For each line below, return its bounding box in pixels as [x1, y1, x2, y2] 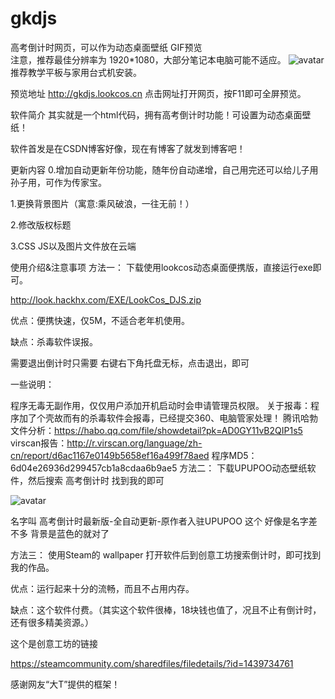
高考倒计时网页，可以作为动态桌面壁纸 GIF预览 [10, 41, 203, 53]
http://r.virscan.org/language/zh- [66, 437, 203, 449]
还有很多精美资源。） [10, 616, 94, 628]
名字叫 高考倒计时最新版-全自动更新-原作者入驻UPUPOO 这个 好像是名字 [10, 515, 309, 527]
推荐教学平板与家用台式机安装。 [10, 66, 142, 78]
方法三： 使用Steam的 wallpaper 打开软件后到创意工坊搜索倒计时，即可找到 [10, 548, 322, 561]
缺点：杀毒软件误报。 [10, 335, 98, 347]
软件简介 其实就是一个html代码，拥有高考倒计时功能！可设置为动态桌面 [10, 108, 303, 121]
